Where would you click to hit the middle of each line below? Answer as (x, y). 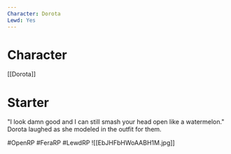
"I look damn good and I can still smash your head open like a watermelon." (116, 122)
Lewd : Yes (22, 20)
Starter (28, 103)
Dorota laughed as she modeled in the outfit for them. (85, 129)
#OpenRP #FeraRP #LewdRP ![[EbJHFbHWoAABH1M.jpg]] (91, 143)
